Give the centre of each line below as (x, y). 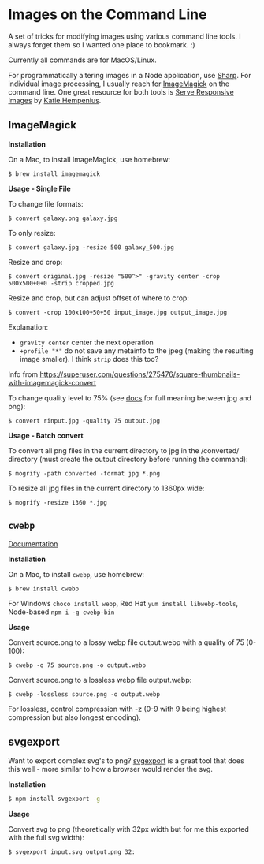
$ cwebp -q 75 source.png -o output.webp (77, 665)
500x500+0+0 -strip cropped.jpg (61, 283)
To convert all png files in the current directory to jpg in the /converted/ (124, 450)
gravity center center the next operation (86, 342)
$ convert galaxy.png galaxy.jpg (63, 218)
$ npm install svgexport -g (54, 799)
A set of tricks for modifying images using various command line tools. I (125, 36)
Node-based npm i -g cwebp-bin (61, 612)
